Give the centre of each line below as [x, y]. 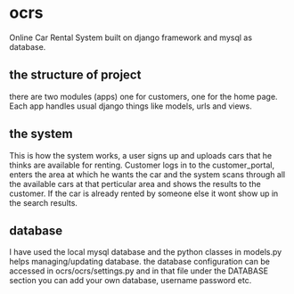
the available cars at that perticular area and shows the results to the [135, 184]
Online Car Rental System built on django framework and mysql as [131, 37]
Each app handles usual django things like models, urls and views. [131, 106]
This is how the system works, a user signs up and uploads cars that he [141, 155]
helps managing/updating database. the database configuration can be [139, 262]
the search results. [44, 202]
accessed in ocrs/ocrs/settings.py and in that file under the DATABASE [139, 271]
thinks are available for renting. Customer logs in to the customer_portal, [142, 165]
